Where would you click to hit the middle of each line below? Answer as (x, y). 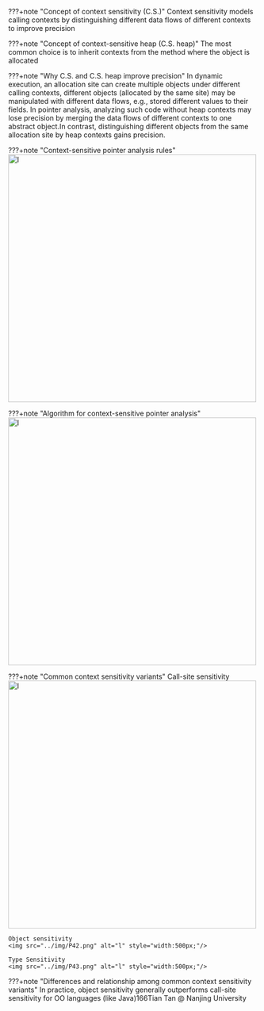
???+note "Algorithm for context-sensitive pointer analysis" (104, 413)
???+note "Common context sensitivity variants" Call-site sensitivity (119, 676)
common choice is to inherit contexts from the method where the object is (129, 52)
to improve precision (42, 28)
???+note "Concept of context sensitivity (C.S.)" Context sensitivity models (131, 11)
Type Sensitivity (37, 959)
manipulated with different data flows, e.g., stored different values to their (128, 101)
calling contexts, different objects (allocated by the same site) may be (122, 93)
